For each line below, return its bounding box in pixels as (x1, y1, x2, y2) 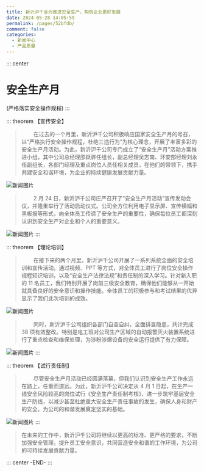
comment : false (6, 26, 45, 32)
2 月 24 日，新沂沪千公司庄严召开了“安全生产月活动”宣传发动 (33, 194, 186, 202)
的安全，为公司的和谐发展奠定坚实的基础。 (21, 405, 128, 412)
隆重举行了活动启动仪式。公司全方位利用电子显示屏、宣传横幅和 (37, 202, 198, 210)
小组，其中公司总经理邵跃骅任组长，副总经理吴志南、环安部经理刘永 (26, 153, 198, 161)
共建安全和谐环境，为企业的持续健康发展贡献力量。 (21, 169, 150, 176)
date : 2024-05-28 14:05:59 (6, 15, 75, 21)
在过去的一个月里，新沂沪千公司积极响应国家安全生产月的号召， (33, 130, 194, 137)
